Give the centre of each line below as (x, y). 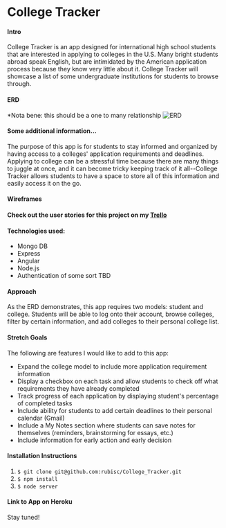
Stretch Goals (27, 337)
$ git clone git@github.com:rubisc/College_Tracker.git (99, 472)
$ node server (37, 486)
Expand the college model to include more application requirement (112, 366)
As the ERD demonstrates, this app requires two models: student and (105, 307)
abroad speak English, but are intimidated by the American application (107, 62)
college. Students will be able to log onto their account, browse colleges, (111, 314)
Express (29, 254)
